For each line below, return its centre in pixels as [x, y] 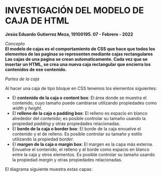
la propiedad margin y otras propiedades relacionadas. [67, 159]
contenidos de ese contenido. [36, 69]
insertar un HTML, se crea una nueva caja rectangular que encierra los [78, 64]
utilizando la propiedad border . [43, 139]
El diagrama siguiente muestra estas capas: [49, 169]
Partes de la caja [22, 79]
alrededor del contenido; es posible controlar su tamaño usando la [79, 118]
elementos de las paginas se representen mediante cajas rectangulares [79, 54]
